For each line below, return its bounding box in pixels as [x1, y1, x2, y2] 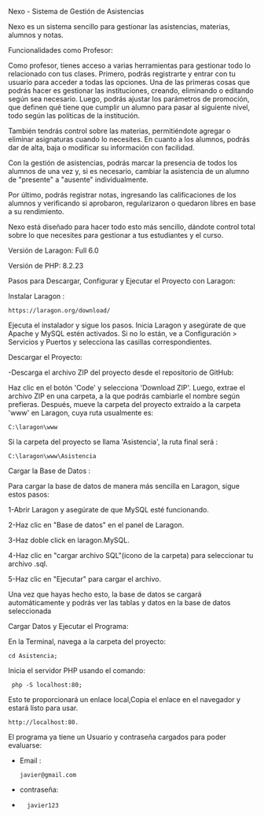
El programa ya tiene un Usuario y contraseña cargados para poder [8, 732, 226, 741]
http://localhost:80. [8, 719, 79, 726]
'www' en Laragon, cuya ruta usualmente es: [8, 408, 154, 417]
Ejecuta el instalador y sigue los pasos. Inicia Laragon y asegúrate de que [8, 320, 246, 330]
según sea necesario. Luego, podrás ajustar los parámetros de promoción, [8, 94, 250, 103]
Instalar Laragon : [8, 291, 65, 301]
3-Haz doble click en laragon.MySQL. [8, 535, 130, 545]
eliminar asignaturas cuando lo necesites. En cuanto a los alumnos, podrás [8, 135, 250, 144]
